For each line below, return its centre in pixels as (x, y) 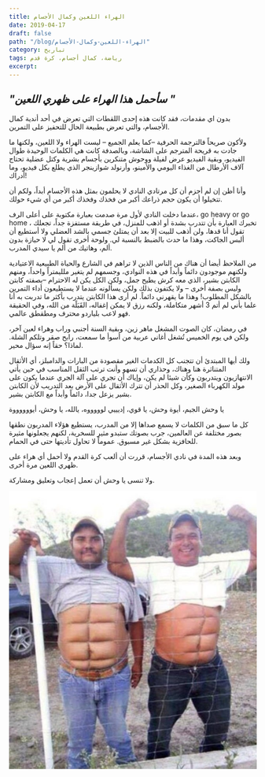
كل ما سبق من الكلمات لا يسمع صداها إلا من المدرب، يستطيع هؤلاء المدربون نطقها (129, 424)
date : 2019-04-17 (37, 25)
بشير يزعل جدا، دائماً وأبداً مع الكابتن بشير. (70, 394)
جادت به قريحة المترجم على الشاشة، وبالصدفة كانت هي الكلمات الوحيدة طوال (123, 150)
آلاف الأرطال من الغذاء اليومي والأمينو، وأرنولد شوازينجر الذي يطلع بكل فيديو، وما (127, 167)
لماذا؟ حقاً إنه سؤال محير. (46, 345)
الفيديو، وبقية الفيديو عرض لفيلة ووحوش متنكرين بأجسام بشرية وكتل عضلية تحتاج (127, 158)
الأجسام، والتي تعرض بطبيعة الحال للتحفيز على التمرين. (89, 127)
